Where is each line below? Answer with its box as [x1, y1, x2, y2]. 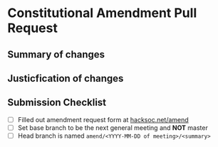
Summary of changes [7, 48, 105, 60]
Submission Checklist [7, 97, 107, 109]
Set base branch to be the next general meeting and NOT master [17, 123, 208, 132]
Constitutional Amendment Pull [7, 5, 197, 21]
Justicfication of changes [7, 72, 124, 85]
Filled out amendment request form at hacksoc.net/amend [17, 115, 189, 124]
